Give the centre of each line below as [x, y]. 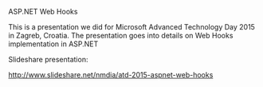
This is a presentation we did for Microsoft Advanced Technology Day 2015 [131, 27]
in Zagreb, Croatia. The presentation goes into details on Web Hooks [121, 36]
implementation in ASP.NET [53, 44]
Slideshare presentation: [48, 59]
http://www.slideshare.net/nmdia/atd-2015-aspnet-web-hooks [111, 75]
